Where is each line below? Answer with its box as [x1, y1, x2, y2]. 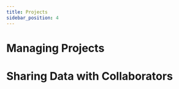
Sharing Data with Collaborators [6, 69, 173, 83]
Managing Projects [6, 41, 105, 55]
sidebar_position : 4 [6, 15, 59, 21]
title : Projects [6, 9, 48, 15]
